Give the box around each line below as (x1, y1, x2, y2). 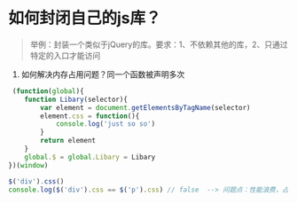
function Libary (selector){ (24, 95, 128, 104)
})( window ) (8, 160, 49, 169)
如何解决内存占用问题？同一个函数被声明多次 (20, 68, 185, 80)
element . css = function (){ (40, 112, 140, 121)
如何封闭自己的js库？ (8, 8, 161, 28)
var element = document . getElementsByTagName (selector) (40, 103, 251, 112)
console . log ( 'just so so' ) (55, 120, 156, 129)
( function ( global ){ (12, 86, 85, 96)
